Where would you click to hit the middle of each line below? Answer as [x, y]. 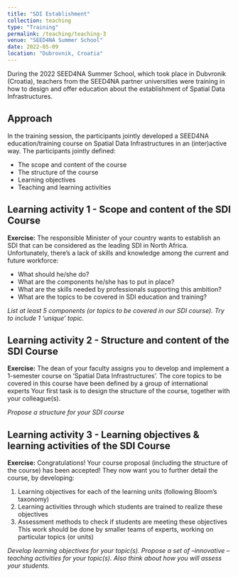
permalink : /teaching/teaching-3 [57, 34]
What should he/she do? [53, 274]
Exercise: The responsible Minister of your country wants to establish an [114, 238]
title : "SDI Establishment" [49, 14]
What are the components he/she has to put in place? [96, 282]
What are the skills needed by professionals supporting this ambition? [119, 289]
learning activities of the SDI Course [89, 445]
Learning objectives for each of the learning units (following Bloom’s [117, 492]
